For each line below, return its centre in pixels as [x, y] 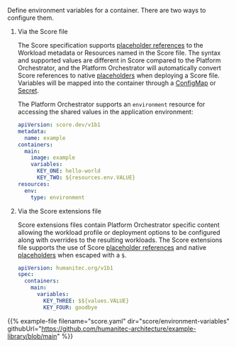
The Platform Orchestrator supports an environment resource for [111, 104]
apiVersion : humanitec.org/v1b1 [65, 268]
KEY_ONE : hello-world [68, 171]
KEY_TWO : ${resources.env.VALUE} [86, 177]
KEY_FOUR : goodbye [71, 307]
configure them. [31, 18]
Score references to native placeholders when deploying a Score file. [118, 75]
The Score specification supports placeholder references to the [110, 45]
